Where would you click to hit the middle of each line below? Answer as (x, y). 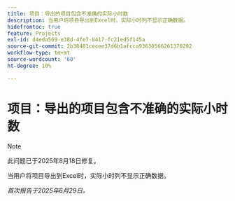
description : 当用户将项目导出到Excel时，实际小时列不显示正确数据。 (98, 20)
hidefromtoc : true (34, 27)
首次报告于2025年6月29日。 (48, 190)
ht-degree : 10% (29, 66)
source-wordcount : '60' (42, 60)
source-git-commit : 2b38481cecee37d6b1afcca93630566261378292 (100, 46)
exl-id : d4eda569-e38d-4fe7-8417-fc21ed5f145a (76, 40)
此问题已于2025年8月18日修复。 (54, 160)
